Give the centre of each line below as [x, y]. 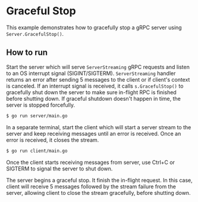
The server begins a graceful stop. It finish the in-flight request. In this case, [99, 180]
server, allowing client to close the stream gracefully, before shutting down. [98, 192]
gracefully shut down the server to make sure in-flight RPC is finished [91, 92]
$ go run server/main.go [37, 116]
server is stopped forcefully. [41, 105]
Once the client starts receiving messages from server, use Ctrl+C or [91, 162]
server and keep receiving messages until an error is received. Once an [94, 133]
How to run [27, 53]
